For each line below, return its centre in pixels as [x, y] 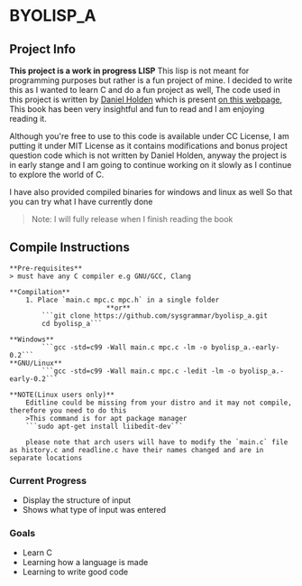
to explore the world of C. [57, 174]
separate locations [46, 458]
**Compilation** [40, 292]
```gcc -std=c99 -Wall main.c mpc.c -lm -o [124, 347]
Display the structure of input [77, 500]
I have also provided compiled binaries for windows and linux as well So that [151, 192]
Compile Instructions [70, 248]
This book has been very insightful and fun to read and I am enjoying [137, 109]
